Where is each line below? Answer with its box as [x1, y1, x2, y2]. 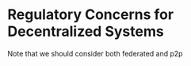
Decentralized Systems [7, 22, 164, 41]
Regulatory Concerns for [7, 6, 174, 24]
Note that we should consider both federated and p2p [7, 49, 183, 58]
